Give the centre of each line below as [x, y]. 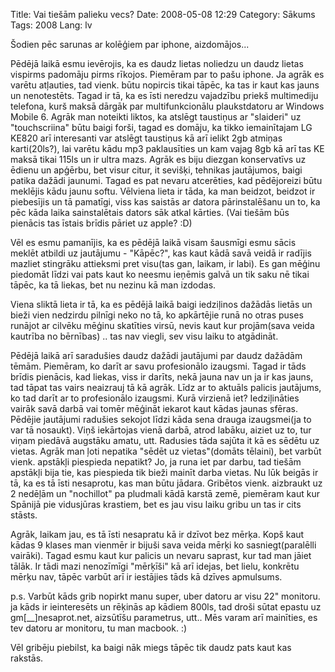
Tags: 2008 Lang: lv [51, 25]
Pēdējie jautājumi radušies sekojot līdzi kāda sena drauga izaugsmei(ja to [161, 419]
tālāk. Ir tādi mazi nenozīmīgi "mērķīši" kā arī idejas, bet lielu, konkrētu [155, 566]
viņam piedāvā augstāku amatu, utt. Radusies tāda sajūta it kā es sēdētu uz [165, 440]
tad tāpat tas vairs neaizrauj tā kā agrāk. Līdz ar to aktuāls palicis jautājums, [166, 387]
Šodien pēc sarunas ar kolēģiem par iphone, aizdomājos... [130, 44]
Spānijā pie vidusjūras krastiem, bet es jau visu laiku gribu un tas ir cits [156, 504]
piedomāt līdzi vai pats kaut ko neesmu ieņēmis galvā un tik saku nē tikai [160, 274]
